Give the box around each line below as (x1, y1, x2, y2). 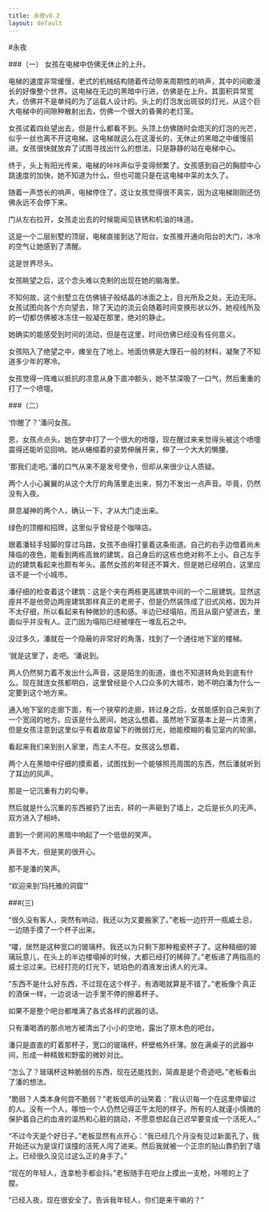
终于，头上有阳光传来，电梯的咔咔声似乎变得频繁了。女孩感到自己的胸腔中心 (8, 160, 261, 170)
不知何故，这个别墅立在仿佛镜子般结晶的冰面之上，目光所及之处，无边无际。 (8, 292, 261, 302)
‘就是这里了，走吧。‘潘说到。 (8, 650, 104, 660)
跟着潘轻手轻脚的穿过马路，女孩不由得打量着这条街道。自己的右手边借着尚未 (8, 540, 261, 549)
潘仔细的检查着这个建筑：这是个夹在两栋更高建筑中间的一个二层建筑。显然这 (8, 586, 261, 596)
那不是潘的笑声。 (8, 864, 65, 873)
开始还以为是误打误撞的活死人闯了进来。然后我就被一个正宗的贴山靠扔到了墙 (8, 1141, 261, 1150)
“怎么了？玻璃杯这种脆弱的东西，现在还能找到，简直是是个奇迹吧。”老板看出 (8, 1066, 257, 1077)
